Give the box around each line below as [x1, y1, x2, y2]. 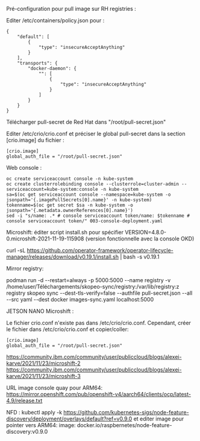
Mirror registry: [6, 265, 44, 272]
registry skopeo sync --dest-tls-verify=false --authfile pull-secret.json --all [6, 289, 193, 297]
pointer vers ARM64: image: [6, 422, 77, 428]
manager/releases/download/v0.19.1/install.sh [6, 253, 119, 260]
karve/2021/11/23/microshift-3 [6, 373, 81, 379]
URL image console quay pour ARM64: [6, 384, 103, 391]
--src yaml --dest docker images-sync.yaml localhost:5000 [6, 296, 154, 303]
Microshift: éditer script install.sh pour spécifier [6, 229, 123, 236]
